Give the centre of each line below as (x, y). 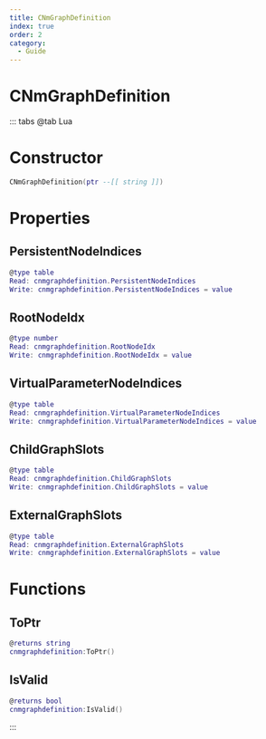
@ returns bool (36, 701)
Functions (47, 589)
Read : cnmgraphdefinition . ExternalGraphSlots (96, 544)
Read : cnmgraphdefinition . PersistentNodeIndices (103, 281)
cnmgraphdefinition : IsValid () (66, 709)
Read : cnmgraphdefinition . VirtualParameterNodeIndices (115, 413)
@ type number (34, 339)
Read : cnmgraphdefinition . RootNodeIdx (82, 347)
